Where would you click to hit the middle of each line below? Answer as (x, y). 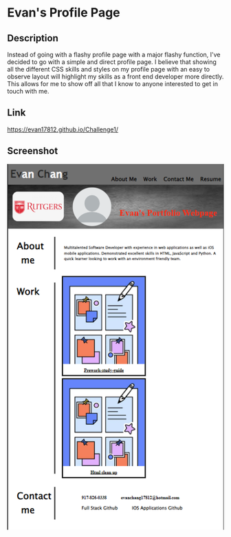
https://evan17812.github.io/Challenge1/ (63, 129)
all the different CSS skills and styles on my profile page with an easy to (109, 69)
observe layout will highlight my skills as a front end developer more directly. (115, 76)
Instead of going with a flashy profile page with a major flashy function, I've (114, 54)
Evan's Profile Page (64, 13)
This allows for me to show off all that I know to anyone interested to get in (113, 84)
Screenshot (33, 151)
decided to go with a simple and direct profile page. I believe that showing (112, 62)
